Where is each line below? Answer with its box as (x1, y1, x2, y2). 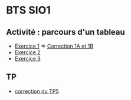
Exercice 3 (14, 55, 41, 62)
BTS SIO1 (6, 4, 51, 17)
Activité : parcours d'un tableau (6, 27, 125, 37)
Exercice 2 (14, 49, 41, 56)
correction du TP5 (14, 88, 59, 95)
